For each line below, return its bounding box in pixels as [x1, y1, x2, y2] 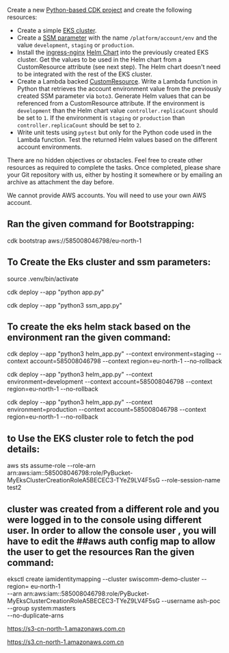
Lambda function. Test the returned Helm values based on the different [16, 136, 217, 143]
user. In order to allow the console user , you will [7, 524, 217, 537]
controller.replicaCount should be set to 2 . [16, 121, 142, 129]
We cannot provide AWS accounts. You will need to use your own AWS [7, 191, 206, 199]
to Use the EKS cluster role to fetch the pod [7, 432, 194, 444]
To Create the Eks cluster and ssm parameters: [7, 256, 211, 268]
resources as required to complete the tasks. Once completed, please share [7, 164, 221, 171]
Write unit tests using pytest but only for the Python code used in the [16, 128, 212, 136]
